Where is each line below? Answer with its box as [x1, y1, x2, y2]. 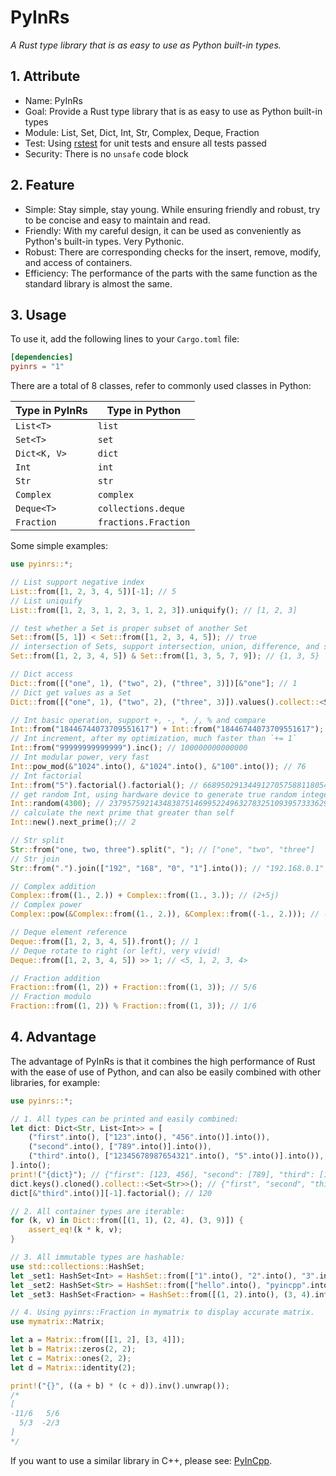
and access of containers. [24, 256, 133, 268]
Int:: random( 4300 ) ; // [10, 799, 105, 809]
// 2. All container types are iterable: [10, 1206, 186, 1216]
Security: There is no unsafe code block [24, 147, 189, 160]
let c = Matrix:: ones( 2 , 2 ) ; [10, 1353, 132, 1363]
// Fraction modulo [10, 992, 92, 1002]
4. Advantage [10, 1029, 97, 1046]
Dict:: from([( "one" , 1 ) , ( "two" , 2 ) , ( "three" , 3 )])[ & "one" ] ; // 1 [10, 678, 298, 688]
